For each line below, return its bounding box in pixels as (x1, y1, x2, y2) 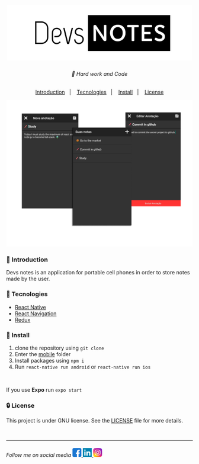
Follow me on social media (6, 451, 72, 458)
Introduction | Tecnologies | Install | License (35, 88, 164, 96)
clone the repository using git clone (14, 344, 105, 351)
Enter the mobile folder (14, 351, 71, 358)
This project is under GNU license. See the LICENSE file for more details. (6, 417, 184, 424)
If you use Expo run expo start (6, 386, 82, 393)
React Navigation (14, 310, 57, 317)
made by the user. (6, 275, 50, 283)
